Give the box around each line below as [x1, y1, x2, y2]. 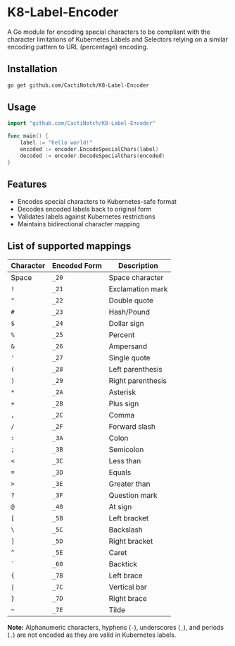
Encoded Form [51, 261, 102, 271]
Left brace [108, 571, 143, 580]
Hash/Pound [108, 307, 150, 317]
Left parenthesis [108, 365, 163, 374]
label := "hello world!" [20, 139, 93, 147]
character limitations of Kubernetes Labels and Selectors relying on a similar [7, 35, 229, 43]
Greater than [108, 479, 151, 489]
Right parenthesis [108, 376, 167, 386]
